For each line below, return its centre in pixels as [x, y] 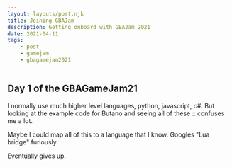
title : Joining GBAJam [41, 21]
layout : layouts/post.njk [45, 14]
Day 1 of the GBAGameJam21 [73, 89]
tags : [15, 40]
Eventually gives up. [37, 156]
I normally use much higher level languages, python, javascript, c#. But [111, 105]
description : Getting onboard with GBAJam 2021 [79, 27]
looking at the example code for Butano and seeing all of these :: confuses [116, 113]
